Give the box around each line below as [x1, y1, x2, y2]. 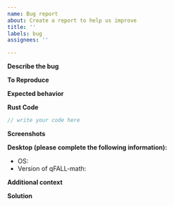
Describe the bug [7, 62, 59, 71]
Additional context [7, 178, 63, 186]
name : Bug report [7, 10, 58, 18]
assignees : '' [7, 37, 49, 44]
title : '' [7, 23, 37, 30]
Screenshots [7, 130, 46, 138]
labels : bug [7, 30, 42, 37]
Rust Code [7, 103, 39, 111]
